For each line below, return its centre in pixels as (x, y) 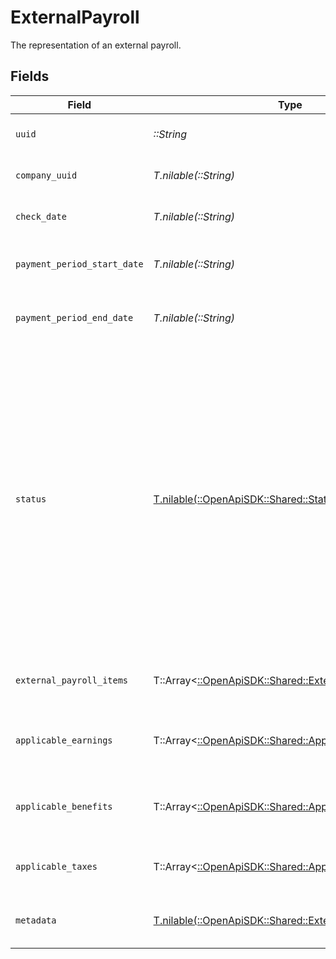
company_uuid (46, 175)
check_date (41, 216)
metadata (36, 920)
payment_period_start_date (79, 264)
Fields (30, 76)
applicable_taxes (56, 866)
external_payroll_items (72, 680)
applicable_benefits (64, 806)
